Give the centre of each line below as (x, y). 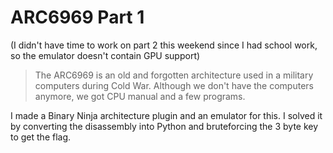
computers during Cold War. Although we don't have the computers (174, 85)
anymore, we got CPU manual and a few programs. (140, 96)
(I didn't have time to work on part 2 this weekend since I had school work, (164, 45)
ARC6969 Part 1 (77, 17)
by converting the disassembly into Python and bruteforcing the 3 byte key (164, 126)
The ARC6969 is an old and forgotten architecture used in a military (174, 75)
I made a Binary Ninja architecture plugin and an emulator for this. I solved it (166, 115)
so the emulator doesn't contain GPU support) (105, 55)
